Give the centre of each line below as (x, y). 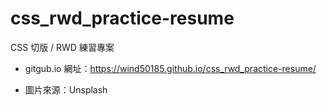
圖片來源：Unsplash (66, 89)
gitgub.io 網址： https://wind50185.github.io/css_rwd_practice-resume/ (170, 68)
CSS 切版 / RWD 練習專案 (62, 47)
